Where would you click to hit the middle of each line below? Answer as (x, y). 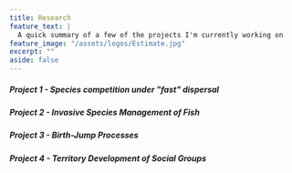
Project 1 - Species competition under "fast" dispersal (115, 89)
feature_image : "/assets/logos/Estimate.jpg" (97, 43)
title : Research (40, 18)
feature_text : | (40, 26)
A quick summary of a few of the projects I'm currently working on (151, 35)
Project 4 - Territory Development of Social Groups (108, 158)
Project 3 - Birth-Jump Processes (74, 135)
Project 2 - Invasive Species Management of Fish (105, 112)
